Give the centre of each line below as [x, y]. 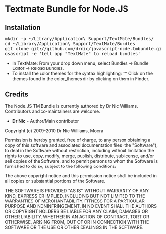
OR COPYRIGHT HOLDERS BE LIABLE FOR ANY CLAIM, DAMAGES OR [77, 211]
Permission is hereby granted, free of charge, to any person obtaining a [78, 140]
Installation [23, 27]
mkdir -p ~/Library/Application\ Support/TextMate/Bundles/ [80, 39]
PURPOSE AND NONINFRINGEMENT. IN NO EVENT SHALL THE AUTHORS [81, 206]
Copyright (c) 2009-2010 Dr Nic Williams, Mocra [54, 130]
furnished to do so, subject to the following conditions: [61, 166]
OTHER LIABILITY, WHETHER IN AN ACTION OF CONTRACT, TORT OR [77, 217]
